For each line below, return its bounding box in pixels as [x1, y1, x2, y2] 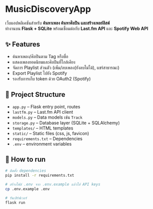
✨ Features [5, 40, 40, 49]
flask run [5, 200, 26, 205]
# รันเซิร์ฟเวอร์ [5, 195, 27, 201]
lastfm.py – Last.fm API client [12, 109, 74, 115]
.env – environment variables [12, 140, 72, 147]
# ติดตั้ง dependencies [5, 168, 46, 173]
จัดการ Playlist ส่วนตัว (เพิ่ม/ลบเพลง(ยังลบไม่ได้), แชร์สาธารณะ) [12, 65, 120, 70]
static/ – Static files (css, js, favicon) [12, 130, 89, 136]
